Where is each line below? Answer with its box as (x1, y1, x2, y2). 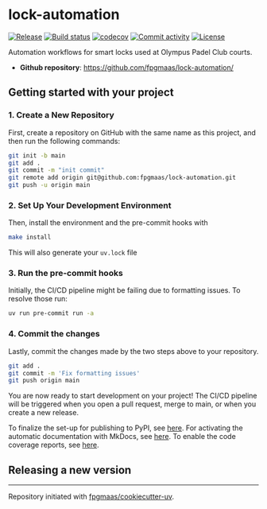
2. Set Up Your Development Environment (8, 200, 172, 211)
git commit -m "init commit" (8, 166, 105, 174)
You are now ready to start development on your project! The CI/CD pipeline (8, 391, 257, 401)
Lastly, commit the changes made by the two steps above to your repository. (8, 346, 259, 356)
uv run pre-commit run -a (8, 309, 94, 317)
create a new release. (8, 408, 79, 418)
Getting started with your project (8, 86, 174, 99)
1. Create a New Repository (8, 110, 115, 121)
